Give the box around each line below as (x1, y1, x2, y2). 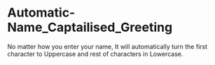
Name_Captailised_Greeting (7, 19, 173, 35)
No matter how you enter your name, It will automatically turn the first (7, 42, 208, 50)
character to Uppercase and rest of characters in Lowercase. (7, 50, 183, 58)
